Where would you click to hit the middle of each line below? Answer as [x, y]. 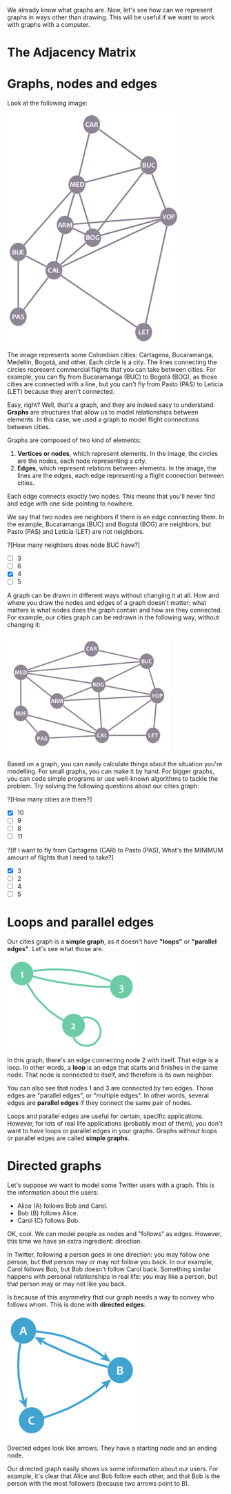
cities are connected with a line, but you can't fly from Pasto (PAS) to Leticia [115, 384]
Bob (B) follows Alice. [48, 1213]
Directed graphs [54, 1166]
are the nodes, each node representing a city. [82, 461]
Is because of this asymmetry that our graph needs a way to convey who [111, 1297]
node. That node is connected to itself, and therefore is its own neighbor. [110, 1075]
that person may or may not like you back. [67, 1284]
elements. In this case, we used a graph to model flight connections [103, 419]
